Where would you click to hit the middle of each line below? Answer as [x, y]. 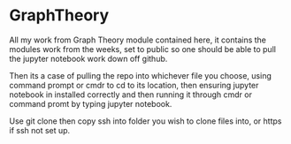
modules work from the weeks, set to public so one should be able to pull [143, 49]
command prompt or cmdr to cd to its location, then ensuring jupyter [134, 85]
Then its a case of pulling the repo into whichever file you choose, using [140, 75]
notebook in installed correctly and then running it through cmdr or [130, 95]
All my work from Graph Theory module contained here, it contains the [138, 40]
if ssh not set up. [40, 130]
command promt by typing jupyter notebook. [91, 103]
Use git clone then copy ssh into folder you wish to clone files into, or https [145, 121]
